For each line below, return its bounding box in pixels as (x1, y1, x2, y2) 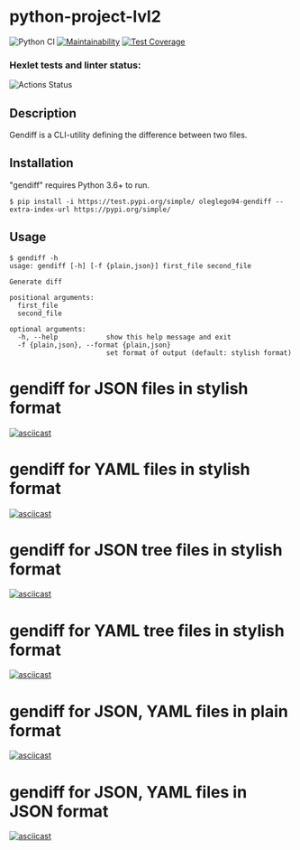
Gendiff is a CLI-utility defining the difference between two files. (9, 129, 248, 141)
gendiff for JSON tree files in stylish (9, 539, 283, 560)
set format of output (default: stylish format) (105, 348, 293, 358)
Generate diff (9, 277, 63, 286)
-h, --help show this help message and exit (17, 332, 232, 341)
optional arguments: (9, 324, 87, 333)
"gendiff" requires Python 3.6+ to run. (9, 179, 150, 191)
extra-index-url (9, 205, 70, 214)
